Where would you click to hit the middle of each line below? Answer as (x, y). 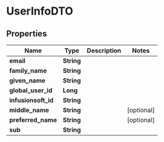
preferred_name (33, 120)
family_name (28, 71)
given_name (27, 80)
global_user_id (31, 90)
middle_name (29, 110)
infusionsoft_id (31, 100)
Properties (27, 34)
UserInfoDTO (40, 11)
